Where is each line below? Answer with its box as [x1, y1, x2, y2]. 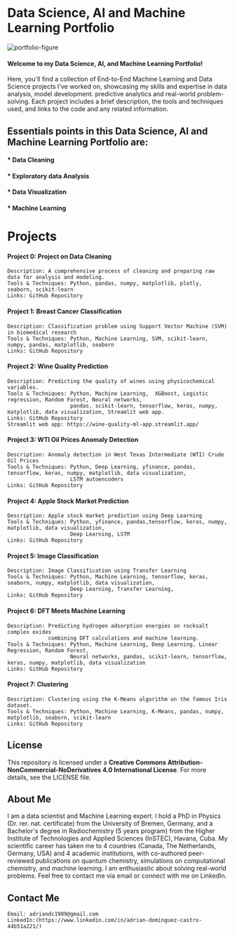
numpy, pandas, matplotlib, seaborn [7, 341, 114, 349]
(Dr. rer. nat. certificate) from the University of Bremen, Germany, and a [7, 819, 213, 828]
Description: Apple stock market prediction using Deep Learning [7, 512, 202, 519]
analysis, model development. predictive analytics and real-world [7, 90, 196, 98]
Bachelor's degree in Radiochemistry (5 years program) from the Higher [7, 827, 215, 836]
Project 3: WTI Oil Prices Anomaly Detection [7, 436, 139, 444]
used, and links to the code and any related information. [7, 105, 168, 113]
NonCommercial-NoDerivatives [7, 765, 102, 774]
